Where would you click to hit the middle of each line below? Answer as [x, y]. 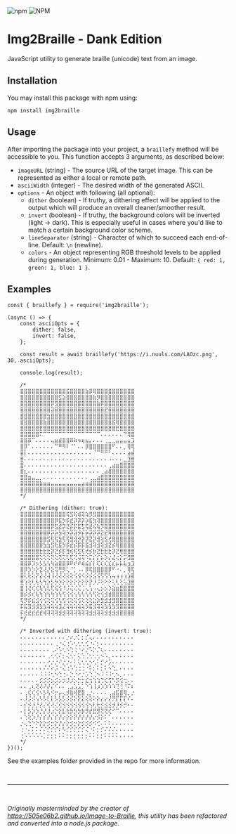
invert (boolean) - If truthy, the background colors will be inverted [124, 215]
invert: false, [55, 336]
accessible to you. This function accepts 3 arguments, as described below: [116, 156]
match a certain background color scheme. [90, 230]
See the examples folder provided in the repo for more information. [104, 761]
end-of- [216, 237]
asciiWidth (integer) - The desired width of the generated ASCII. [111, 185]
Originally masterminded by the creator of [68, 809]
